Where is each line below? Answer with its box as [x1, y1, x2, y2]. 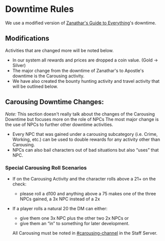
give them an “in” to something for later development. [19, 220, 130, 226]
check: [12, 181, 26, 187]
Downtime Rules [5, 3, 74, 15]
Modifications [5, 34, 50, 43]
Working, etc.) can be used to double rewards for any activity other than [12, 136, 161, 142]
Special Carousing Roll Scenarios [5, 165, 87, 172]
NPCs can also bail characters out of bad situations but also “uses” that [12, 147, 159, 153]
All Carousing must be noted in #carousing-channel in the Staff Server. [12, 230, 158, 236]
